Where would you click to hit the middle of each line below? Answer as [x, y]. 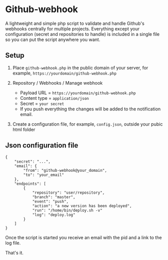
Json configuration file [42, 145]
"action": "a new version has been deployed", [82, 206]
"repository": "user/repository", [68, 193]
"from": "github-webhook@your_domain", [65, 170]
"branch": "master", [54, 197]
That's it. [14, 252]
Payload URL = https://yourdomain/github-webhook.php [78, 93]
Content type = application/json [54, 98]
